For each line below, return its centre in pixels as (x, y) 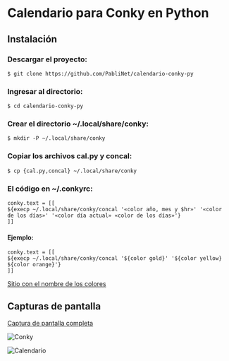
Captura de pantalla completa (50, 324)
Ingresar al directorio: (45, 91)
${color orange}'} (34, 265)
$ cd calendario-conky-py (45, 106)
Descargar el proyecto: (48, 59)
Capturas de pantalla (54, 306)
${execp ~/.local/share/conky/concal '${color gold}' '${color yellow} (114, 259)
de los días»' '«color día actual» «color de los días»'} (94, 216)
